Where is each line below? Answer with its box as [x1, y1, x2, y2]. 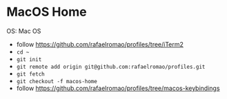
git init [16, 56, 42, 63]
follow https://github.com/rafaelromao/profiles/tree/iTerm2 [16, 40, 184, 48]
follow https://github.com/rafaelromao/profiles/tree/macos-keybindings [16, 84, 220, 92]
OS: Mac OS [6, 27, 41, 35]
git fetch [16, 70, 46, 78]
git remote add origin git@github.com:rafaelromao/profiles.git [16, 63, 206, 70]
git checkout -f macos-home [16, 78, 97, 85]
